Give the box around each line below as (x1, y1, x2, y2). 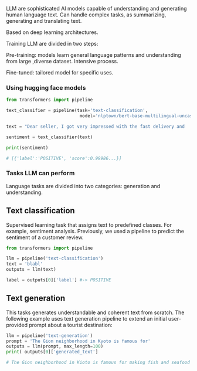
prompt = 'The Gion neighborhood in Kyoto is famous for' (6, 338, 151, 344)
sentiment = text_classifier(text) (6, 134, 93, 140)
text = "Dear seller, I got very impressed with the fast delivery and (6, 123, 185, 130)
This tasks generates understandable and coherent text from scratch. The (6, 309, 185, 316)
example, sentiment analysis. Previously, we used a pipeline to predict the (6, 227, 185, 234)
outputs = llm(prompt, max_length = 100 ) (6, 343, 104, 349)
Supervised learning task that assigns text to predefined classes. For (6, 221, 172, 228)
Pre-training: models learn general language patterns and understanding (6, 52, 182, 58)
